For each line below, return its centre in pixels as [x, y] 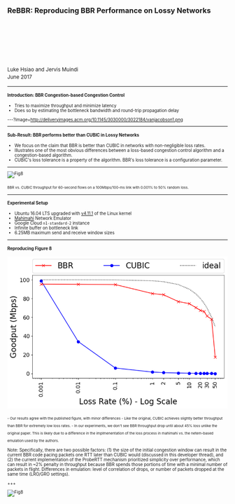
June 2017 [20, 77]
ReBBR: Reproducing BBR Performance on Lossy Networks [109, 11]
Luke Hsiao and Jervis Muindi [43, 70]
